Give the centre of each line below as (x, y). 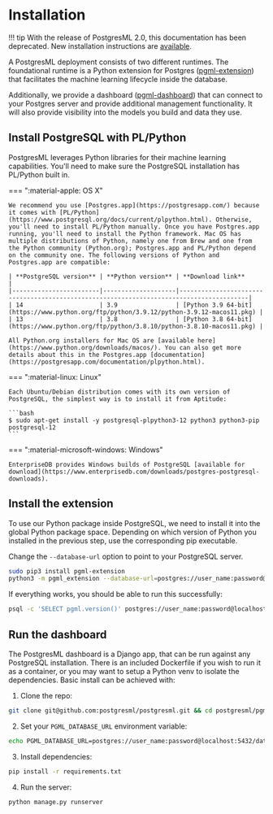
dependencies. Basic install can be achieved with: (92, 680)
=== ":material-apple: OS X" (56, 190)
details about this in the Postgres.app (78, 355)
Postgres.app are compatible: (60, 262)
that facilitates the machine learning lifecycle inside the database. (118, 79)
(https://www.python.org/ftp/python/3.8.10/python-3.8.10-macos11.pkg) (132, 326)
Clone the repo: (46, 696)
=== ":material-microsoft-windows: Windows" (86, 450)
